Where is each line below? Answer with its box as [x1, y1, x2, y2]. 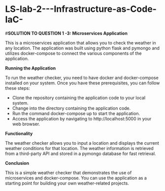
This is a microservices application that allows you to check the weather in [5, 39, 156, 45]
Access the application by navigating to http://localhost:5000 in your [12, 115, 152, 121]
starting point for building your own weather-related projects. [5, 180, 129, 186]
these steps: [5, 85, 31, 91]
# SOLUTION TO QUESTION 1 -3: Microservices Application [5, 30, 128, 36]
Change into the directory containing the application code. [12, 105, 131, 111]
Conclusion [5, 160, 30, 166]
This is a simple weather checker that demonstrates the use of [5, 169, 132, 176]
